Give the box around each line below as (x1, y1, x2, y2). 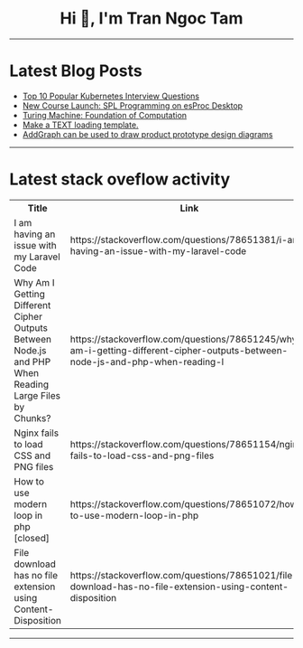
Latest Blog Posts (9, 61, 142, 81)
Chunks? (14, 411, 51, 424)
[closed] (14, 531, 50, 544)
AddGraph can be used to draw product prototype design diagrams (22, 128, 273, 139)
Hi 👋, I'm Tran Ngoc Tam (60, 8, 243, 29)
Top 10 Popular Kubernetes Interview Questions (22, 90, 200, 101)
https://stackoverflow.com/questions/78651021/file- (69, 568, 299, 581)
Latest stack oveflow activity (9, 169, 231, 190)
